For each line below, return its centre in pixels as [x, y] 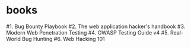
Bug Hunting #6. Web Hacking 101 [63, 39]
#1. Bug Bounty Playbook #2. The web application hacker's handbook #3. [96, 26]
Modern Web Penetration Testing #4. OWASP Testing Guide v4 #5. [87, 32]
